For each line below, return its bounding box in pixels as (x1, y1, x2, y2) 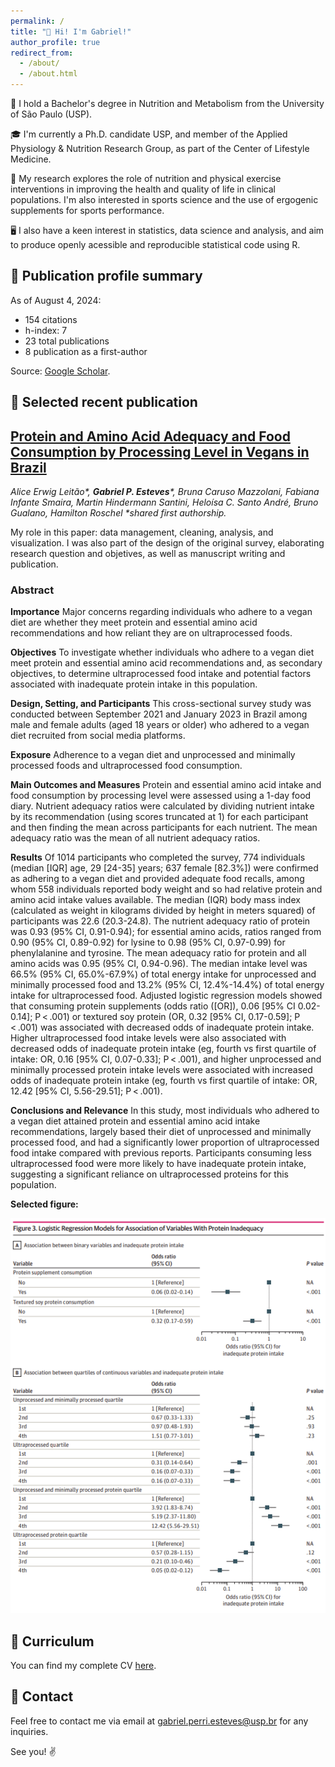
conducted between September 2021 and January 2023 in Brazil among (10, 708, 308, 720)
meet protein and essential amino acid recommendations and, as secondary (10, 657, 323, 669)
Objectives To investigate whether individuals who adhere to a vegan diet (10, 646, 315, 659)
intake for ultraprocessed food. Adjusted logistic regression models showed (10, 990, 323, 1002)
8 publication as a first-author (24, 345, 148, 357)
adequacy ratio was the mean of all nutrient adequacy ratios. (10, 832, 261, 844)
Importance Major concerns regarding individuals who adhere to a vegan (10, 606, 313, 618)
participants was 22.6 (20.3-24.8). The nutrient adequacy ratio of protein (10, 915, 311, 927)
